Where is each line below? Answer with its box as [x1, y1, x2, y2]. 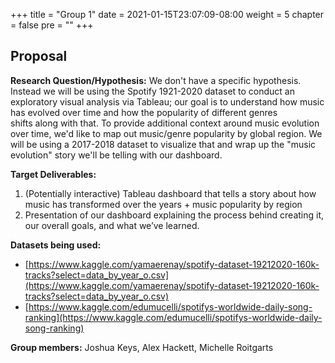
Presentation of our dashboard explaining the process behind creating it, [24, 209, 325, 221]
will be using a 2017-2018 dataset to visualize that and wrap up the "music [10, 138, 317, 150]
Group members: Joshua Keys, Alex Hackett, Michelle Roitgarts [10, 341, 274, 353]
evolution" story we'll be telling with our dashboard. [10, 149, 223, 161]
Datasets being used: [10, 239, 102, 251]
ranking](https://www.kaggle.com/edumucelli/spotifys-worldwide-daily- [24, 311, 323, 323]
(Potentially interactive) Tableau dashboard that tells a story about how [24, 187, 317, 199]
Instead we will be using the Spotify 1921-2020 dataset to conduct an [10, 85, 295, 97]
